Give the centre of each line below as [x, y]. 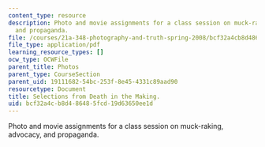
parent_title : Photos [44, 67]
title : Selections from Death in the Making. [84, 96]
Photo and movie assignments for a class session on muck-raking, [116, 126]
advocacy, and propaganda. [54, 134]
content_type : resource [47, 15]
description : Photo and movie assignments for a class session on [119, 23]
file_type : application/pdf [54, 45]
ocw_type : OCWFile [38, 60]
